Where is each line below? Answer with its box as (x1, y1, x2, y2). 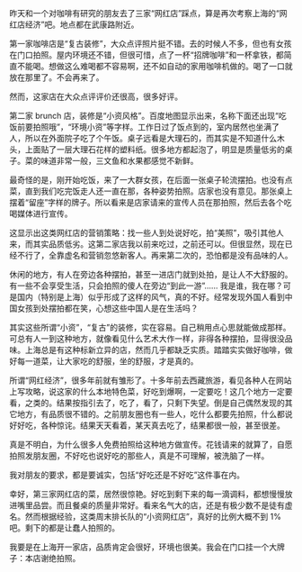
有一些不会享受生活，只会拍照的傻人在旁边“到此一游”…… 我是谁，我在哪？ (9, 280, 284, 291)
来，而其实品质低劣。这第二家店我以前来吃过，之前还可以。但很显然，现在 (9, 239, 285, 250)
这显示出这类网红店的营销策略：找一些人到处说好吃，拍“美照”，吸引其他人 (9, 228, 285, 238)
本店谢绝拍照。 (24, 553, 81, 563)
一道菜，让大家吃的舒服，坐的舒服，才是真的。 (24, 356, 199, 367)
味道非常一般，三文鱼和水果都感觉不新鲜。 (40, 156, 199, 166)
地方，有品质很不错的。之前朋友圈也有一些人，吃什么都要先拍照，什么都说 (16, 409, 293, 419)
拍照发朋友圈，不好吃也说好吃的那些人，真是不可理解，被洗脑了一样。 (9, 450, 270, 461)
